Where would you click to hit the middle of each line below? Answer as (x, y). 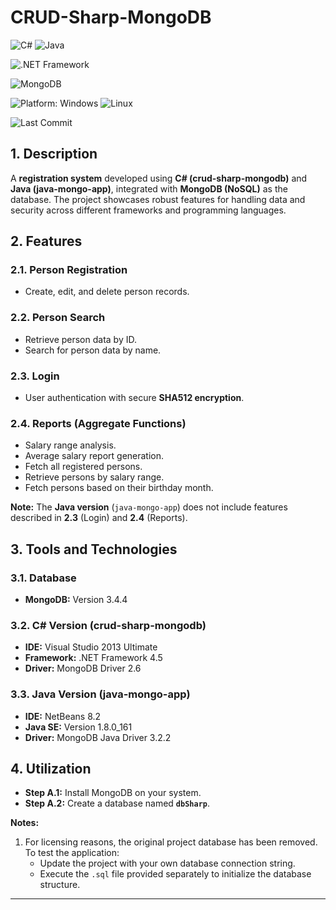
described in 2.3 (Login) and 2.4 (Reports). (99, 518)
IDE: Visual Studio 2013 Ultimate (91, 647)
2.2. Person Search (58, 318)
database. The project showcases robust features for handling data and (158, 199)
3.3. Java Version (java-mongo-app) (100, 694)
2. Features (46, 241)
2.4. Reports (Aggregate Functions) (98, 423)
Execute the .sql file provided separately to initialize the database (175, 874)
